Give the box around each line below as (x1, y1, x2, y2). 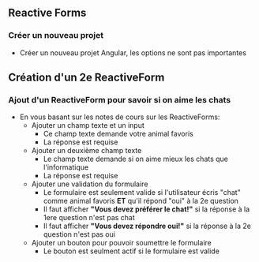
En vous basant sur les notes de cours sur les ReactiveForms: (19, 112, 220, 122)
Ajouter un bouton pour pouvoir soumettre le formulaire (31, 238, 212, 248)
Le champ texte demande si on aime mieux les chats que (43, 154, 229, 164)
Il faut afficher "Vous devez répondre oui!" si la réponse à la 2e (43, 221, 251, 231)
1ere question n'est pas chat (43, 213, 136, 223)
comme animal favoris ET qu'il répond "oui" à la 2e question (43, 196, 239, 206)
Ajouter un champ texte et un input (31, 121, 145, 130)
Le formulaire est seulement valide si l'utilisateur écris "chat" (43, 188, 241, 197)
